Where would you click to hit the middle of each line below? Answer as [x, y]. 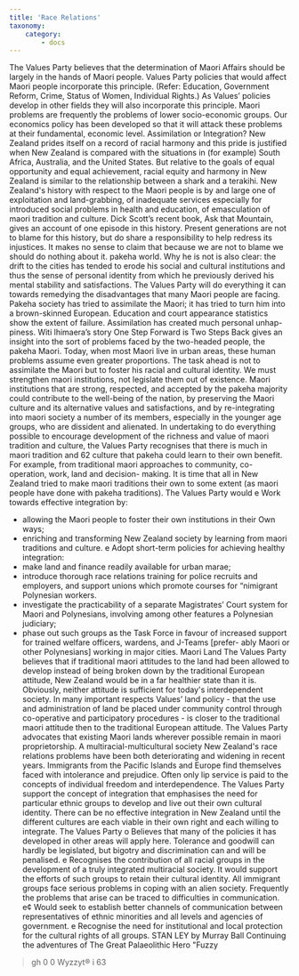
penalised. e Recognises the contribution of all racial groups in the [143, 860]
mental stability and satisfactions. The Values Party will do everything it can [148, 285]
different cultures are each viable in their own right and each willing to [150, 822]
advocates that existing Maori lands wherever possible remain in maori [152, 737]
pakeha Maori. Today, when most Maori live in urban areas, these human [142, 351]
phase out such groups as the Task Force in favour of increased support [154, 633]
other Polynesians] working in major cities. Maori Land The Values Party [154, 652]
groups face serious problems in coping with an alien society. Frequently [155, 888]
